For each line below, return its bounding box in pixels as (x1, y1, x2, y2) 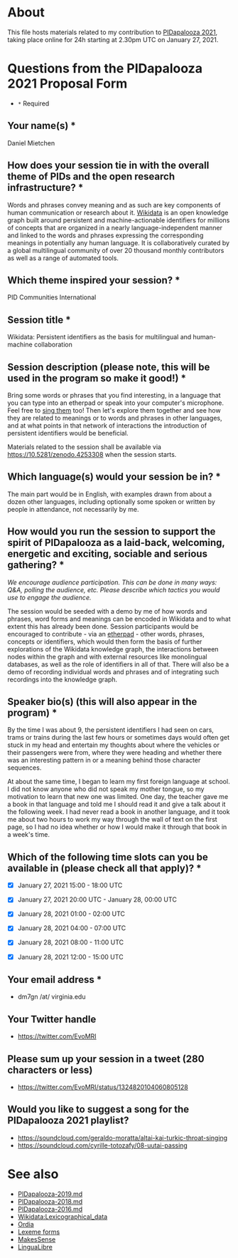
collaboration (34, 340, 72, 349)
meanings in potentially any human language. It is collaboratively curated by (7, 238, 229, 247)
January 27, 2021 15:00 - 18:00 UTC (17, 881, 123, 890)
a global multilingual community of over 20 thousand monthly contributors (7, 246, 225, 254)
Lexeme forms (17, 1227, 60, 1236)
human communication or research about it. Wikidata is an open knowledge (7, 208, 229, 217)
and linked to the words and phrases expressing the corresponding (7, 231, 204, 239)
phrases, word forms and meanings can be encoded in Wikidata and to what (7, 614, 231, 623)
